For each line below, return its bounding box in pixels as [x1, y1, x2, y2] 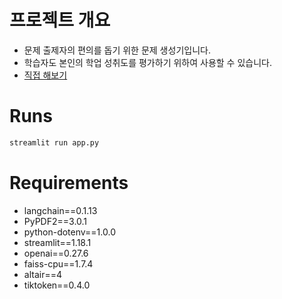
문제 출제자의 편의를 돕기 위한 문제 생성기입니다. [23, 44, 211, 56]
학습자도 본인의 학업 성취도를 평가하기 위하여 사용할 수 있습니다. [23, 56, 272, 68]
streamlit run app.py [9, 137, 100, 148]
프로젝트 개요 [9, 9, 111, 32]
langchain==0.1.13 [23, 204, 98, 216]
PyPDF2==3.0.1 [23, 215, 88, 227]
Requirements [9, 171, 129, 194]
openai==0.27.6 [23, 247, 89, 259]
